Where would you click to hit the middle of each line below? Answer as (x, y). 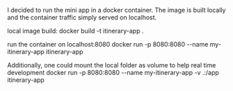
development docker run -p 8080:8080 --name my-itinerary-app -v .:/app (113, 73)
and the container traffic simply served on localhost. (82, 17)
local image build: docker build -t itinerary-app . (75, 31)
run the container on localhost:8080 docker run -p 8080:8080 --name (108, 44)
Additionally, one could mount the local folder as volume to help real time (112, 65)
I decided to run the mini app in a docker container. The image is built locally (116, 10)
